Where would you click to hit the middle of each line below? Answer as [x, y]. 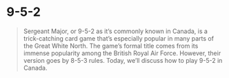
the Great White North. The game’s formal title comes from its [111, 46]
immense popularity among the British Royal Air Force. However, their [122, 53]
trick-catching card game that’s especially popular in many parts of [119, 38]
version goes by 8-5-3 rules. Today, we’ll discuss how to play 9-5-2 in [123, 60]
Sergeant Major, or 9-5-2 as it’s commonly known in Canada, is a [116, 31]
